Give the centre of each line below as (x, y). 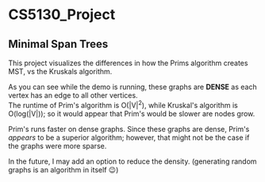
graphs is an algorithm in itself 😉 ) (63, 169)
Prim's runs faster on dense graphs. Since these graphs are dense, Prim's (129, 129)
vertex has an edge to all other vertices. (73, 95)
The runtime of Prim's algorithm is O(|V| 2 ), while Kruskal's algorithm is (123, 105)
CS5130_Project (62, 15)
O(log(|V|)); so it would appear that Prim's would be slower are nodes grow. (132, 114)
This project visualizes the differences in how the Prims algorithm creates (128, 63)
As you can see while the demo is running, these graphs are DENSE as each (132, 87)
